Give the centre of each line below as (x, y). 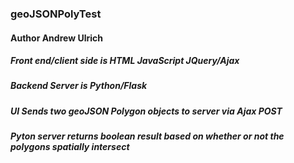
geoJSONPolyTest (56, 14)
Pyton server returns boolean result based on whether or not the (147, 136)
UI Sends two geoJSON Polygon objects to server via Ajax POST (146, 111)
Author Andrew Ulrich (56, 38)
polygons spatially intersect (70, 147)
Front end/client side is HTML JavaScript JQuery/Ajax (125, 61)
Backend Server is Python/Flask (79, 86)
